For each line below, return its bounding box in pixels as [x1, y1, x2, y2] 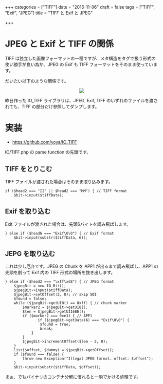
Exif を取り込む [5, 207, 51, 215]
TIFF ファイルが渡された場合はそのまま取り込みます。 [5, 178, 113, 185]
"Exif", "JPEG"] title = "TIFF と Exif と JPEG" [5, 10, 93, 16]
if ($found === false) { [14, 352, 64, 357]
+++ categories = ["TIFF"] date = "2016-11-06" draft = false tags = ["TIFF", [5, 4, 155, 10]
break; [39, 326, 54, 331]
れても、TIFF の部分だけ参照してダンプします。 [5, 104, 100, 109]
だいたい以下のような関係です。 [5, 78, 69, 84]
